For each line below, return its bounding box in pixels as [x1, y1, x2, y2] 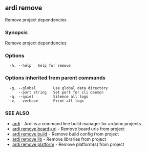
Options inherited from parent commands [5, 75, 106, 81]
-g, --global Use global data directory [9, 85, 108, 91]
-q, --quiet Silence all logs [9, 94, 89, 99]
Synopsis [5, 29, 28, 36]
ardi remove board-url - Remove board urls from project [12, 126, 125, 132]
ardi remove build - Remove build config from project [12, 131, 119, 137]
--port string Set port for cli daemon [18, 90, 104, 95]
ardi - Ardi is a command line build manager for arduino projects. [12, 121, 143, 126]
